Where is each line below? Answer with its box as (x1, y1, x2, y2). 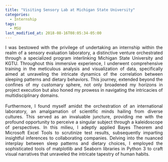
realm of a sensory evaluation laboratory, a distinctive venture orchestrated (5, 50, 163, 56)
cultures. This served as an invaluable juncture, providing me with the (5, 114, 163, 119)
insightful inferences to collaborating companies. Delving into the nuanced (5, 135, 163, 141)
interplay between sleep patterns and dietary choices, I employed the (5, 140, 163, 146)
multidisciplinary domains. (5, 92, 59, 98)
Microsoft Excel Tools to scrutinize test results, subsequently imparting (5, 130, 163, 135)
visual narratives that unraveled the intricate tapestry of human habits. (5, 151, 150, 157)
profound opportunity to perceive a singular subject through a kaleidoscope (5, 119, 163, 125)
